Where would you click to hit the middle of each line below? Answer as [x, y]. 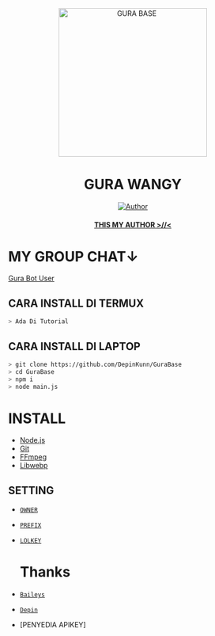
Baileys [32, 595]
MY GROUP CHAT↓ [74, 256]
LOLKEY [30, 541]
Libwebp [34, 466]
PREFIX [30, 526]
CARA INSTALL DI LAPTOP [74, 347]
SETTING [31, 490]
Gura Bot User [32, 278]
